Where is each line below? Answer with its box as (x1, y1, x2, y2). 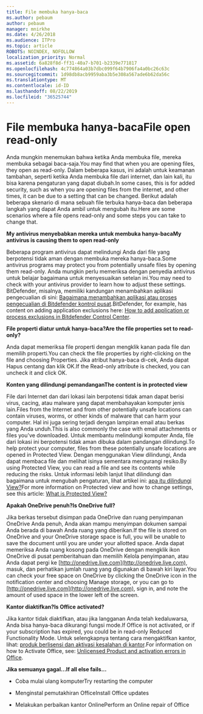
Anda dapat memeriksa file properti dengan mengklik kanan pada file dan (6, 343, 190, 351)
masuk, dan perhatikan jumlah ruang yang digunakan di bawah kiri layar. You (6, 565, 197, 573)
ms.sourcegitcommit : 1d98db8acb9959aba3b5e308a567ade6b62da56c (6, 71, 170, 77)
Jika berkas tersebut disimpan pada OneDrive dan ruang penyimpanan (6, 513, 184, 521)
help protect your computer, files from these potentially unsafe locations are (6, 444, 197, 452)
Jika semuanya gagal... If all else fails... (6, 665, 107, 673)
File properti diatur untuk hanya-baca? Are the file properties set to (6, 324, 178, 332)
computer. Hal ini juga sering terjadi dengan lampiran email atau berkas (6, 418, 185, 426)
